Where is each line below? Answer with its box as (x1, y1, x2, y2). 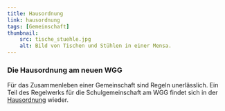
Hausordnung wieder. (7, 96, 69, 104)
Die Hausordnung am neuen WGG (7, 65, 123, 75)
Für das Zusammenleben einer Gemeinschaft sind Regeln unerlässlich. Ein (7, 81, 219, 89)
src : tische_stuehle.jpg (19, 36, 91, 43)
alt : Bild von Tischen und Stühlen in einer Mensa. (19, 42, 172, 49)
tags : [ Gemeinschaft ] (7, 23, 70, 30)
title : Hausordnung (7, 10, 64, 17)
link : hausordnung (7, 17, 60, 24)
